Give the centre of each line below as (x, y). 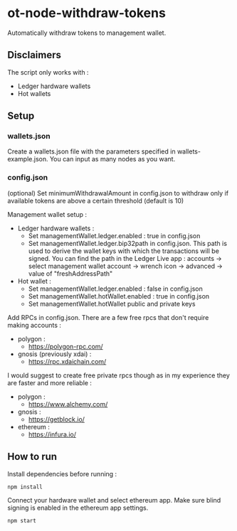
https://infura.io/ (52, 434)
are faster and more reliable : (50, 382)
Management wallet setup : (47, 214)
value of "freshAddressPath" (70, 273)
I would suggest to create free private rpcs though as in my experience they (118, 375)
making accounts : (35, 325)
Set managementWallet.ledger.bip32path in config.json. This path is (128, 243)
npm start (22, 521)
